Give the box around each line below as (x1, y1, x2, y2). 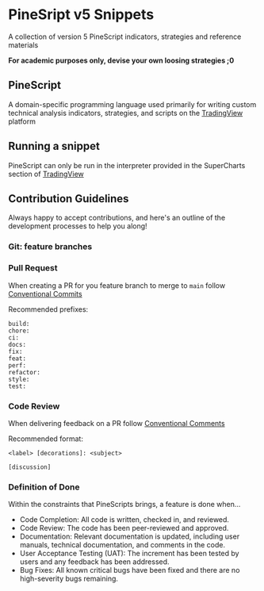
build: (8, 320, 30, 328)
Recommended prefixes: (8, 304, 89, 314)
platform (8, 117, 36, 126)
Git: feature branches (8, 241, 93, 252)
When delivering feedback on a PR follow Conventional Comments (8, 418, 225, 428)
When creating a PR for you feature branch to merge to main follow (8, 280, 226, 290)
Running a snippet (8, 140, 101, 153)
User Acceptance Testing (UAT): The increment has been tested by (19, 549, 239, 558)
